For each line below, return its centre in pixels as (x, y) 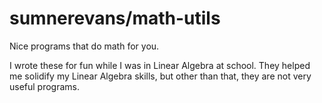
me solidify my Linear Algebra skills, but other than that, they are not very (160, 76)
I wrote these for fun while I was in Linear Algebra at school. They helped (160, 65)
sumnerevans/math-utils (115, 18)
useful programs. (45, 86)
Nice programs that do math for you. (84, 46)
